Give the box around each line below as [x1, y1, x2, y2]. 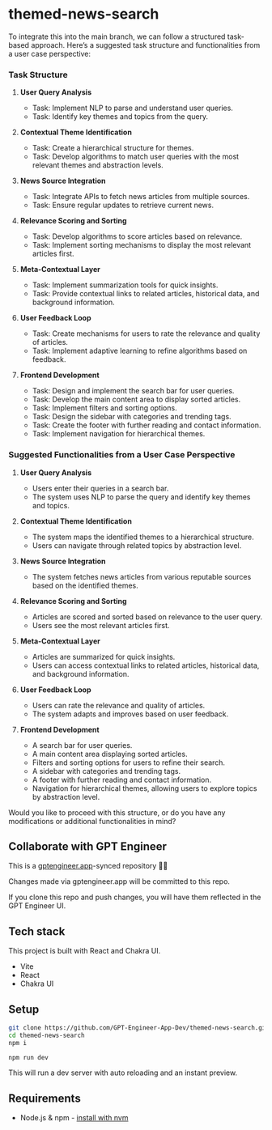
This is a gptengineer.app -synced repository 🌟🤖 [8, 861, 168, 871]
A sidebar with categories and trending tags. [32, 766, 181, 775]
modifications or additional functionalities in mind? [8, 816, 176, 826]
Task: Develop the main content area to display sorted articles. [32, 394, 241, 405]
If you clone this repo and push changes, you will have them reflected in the [8, 892, 261, 903]
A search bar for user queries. [32, 740, 133, 750]
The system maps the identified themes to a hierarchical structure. [32, 532, 255, 542]
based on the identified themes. [32, 580, 139, 590]
